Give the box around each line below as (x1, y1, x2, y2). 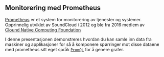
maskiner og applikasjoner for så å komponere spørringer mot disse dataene (5, 41, 160, 47)
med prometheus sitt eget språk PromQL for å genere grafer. (5, 46, 124, 52)
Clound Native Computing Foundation (5, 27, 81, 33)
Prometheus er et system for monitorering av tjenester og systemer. (5, 16, 142, 22)
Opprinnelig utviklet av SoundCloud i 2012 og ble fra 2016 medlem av (5, 22, 145, 28)
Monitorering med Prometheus (5, 4, 101, 12)
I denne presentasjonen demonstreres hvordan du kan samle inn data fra (5, 36, 152, 42)
